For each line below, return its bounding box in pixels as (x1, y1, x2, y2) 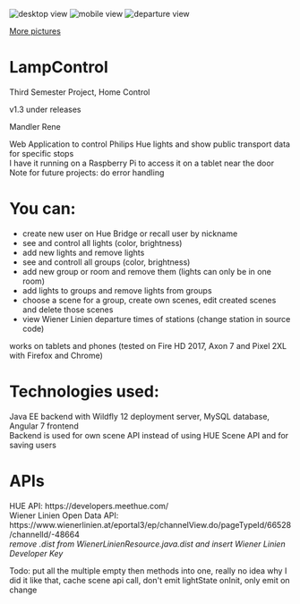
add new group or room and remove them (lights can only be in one (21, 266, 271, 276)
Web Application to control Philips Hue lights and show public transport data (9, 139, 291, 149)
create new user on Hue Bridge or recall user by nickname (21, 228, 238, 239)
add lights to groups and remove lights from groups (21, 285, 212, 295)
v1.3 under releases (9, 104, 81, 115)
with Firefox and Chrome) (9, 350, 103, 361)
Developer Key (9, 548, 64, 558)
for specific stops (9, 148, 74, 158)
